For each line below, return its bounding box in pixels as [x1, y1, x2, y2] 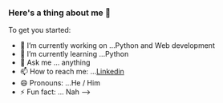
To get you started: [8, 26, 71, 35]
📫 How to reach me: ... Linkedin [19, 67, 124, 77]
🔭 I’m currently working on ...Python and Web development [19, 41, 215, 50]
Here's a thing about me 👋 [8, 7, 111, 18]
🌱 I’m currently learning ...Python [19, 50, 129, 59]
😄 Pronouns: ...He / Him [19, 78, 100, 88]
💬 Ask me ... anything [19, 57, 91, 67]
